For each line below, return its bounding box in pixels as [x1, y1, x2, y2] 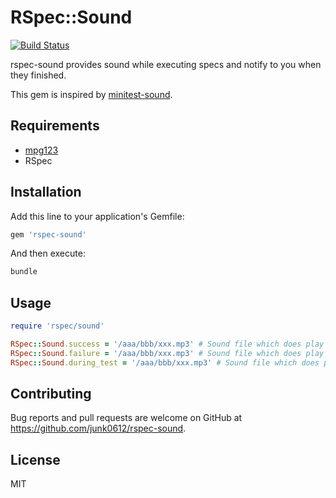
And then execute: [10, 247, 86, 260]
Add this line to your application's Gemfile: [10, 210, 185, 222]
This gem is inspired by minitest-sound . [10, 88, 173, 100]
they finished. [10, 69, 67, 81]
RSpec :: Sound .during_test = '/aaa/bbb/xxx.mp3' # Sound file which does [10, 357, 320, 368]
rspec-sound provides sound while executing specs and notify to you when [10, 58, 322, 70]
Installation [10, 184, 82, 201]
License [10, 451, 61, 468]
